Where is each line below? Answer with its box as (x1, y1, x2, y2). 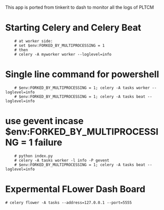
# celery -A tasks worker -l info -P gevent (14, 157, 110, 163)
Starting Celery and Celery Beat (5, 22, 141, 33)
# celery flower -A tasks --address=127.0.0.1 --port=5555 (5, 200, 132, 205)
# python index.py (14, 153, 53, 159)
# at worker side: (14, 38, 53, 43)
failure (34, 137, 63, 148)
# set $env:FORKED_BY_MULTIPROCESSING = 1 (14, 43, 105, 48)
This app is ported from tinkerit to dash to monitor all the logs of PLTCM (5, 5, 154, 10)
